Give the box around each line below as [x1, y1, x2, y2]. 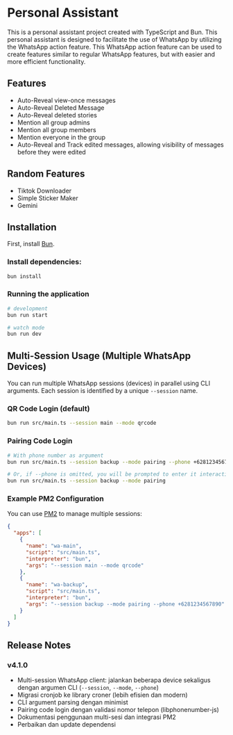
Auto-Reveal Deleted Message [17, 103, 105, 112]
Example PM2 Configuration [7, 494, 104, 503]
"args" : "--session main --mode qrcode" [25, 562, 144, 569]
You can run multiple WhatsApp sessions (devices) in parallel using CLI [7, 379, 210, 387]
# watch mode [7, 324, 45, 331]
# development [7, 305, 49, 312]
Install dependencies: [7, 257, 82, 267]
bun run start [7, 312, 49, 318]
